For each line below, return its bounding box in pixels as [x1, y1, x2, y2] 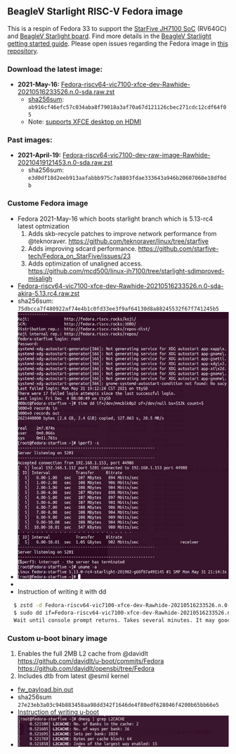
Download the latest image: [7, 64, 103, 74]
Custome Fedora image [7, 198, 88, 208]
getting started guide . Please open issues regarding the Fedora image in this [7, 39, 228, 48]
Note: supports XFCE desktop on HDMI [27, 117, 142, 126]
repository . [7, 46, 39, 55]
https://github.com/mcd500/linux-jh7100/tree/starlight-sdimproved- [27, 266, 225, 275]
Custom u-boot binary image [7, 633, 107, 643]
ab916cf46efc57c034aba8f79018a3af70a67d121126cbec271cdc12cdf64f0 [27, 104, 227, 111]
